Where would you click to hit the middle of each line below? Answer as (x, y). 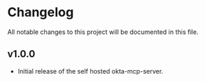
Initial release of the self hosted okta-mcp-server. (90, 71)
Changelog (41, 12)
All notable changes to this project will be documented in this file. (103, 32)
